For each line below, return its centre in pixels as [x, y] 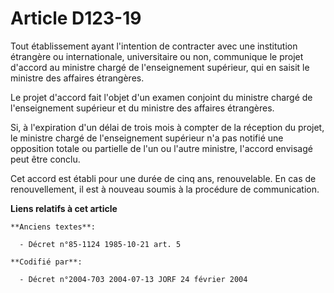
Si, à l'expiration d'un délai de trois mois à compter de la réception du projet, [167, 127]
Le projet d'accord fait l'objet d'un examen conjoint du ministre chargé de [161, 97]
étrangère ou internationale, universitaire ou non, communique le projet [157, 56]
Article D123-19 [76, 18]
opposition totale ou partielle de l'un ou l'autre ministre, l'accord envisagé [161, 148]
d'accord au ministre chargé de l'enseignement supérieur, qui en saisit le [160, 67]
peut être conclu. [45, 159]
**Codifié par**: [46, 262]
